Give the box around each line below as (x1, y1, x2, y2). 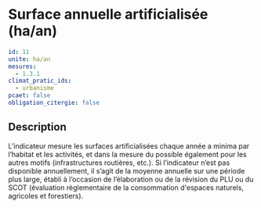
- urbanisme (15, 84, 55, 92)
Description (8, 120, 67, 134)
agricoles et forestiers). (8, 191, 84, 200)
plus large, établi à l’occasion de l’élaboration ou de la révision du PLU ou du (8, 174, 254, 184)
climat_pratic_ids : (8, 77, 72, 85)
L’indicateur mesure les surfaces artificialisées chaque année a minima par (8, 141, 250, 150)
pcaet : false (8, 91, 51, 99)
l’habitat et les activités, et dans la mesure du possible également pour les (8, 149, 247, 159)
